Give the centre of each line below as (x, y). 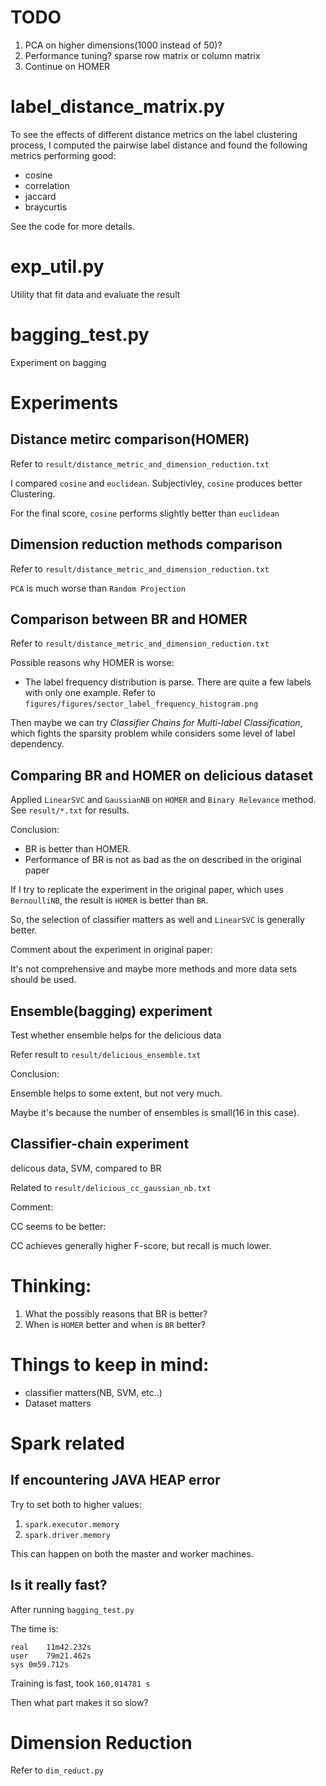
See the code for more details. (72, 226)
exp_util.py (57, 267)
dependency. (37, 744)
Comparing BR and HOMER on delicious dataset (162, 775)
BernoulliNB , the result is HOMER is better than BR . (109, 900)
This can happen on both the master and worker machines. (132, 1553)
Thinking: (51, 1286)
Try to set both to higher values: (76, 1504)
